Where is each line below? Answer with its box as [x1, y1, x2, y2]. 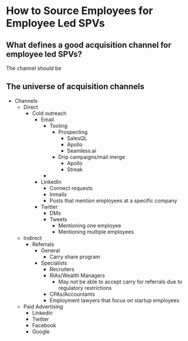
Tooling [49, 122, 68, 129]
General [40, 247, 60, 254]
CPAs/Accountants [49, 291, 95, 298]
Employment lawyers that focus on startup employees [49, 296, 180, 303]
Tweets [49, 215, 67, 222]
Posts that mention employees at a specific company [49, 197, 177, 204]
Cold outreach [32, 110, 67, 117]
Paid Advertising [23, 303, 63, 310]
